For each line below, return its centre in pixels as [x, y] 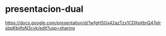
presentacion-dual [44, 9]
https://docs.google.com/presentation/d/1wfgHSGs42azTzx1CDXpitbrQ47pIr [83, 23]
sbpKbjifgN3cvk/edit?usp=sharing [40, 28]
